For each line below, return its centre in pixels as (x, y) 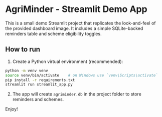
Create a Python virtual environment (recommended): (68, 61)
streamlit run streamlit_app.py (39, 84)
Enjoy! (12, 109)
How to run (23, 49)
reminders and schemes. (38, 99)
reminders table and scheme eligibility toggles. (53, 33)
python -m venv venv (27, 70)
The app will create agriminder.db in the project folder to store (77, 94)
